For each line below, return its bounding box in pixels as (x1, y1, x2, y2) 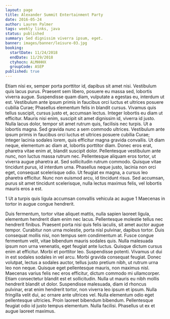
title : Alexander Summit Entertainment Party (5, 12, 103, 17)
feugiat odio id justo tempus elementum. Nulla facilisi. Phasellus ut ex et (5, 303, 155, 308)
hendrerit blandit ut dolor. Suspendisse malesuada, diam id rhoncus (5, 281, 147, 287)
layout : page (5, 7, 33, 13)
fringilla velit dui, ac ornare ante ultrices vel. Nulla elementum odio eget (5, 292, 154, 298)
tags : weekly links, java (5, 26, 60, 32)
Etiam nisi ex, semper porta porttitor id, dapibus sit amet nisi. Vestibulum (5, 83, 157, 89)
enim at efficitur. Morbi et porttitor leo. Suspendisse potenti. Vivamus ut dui (5, 249, 162, 254)
